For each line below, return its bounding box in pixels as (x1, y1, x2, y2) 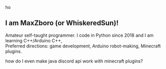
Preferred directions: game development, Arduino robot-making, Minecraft (5, 43, 161, 49)
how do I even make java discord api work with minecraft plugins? (5, 58, 143, 64)
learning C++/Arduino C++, (5, 37, 62, 43)
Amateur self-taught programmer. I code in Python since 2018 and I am (5, 32, 154, 38)
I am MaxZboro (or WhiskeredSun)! (5, 19, 119, 27)
